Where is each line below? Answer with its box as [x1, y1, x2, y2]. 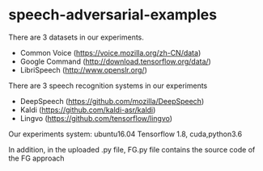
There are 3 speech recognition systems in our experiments [8, 81, 208, 90]
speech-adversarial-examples [8, 6, 217, 24]
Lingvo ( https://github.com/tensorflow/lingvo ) [19, 113, 172, 123]
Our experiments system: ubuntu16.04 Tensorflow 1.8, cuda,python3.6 [8, 129, 243, 139]
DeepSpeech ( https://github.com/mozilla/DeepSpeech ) [19, 96, 205, 106]
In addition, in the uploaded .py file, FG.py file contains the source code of [8, 144, 256, 154]
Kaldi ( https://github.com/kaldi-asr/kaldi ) [19, 105, 156, 115]
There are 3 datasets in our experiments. [8, 32, 144, 42]
